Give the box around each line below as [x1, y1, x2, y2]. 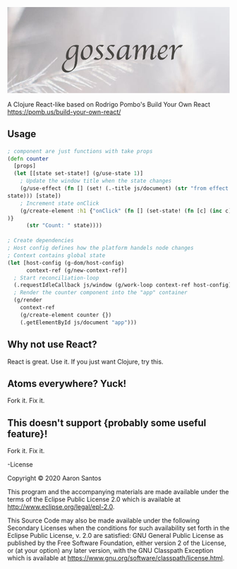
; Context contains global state [7, 251, 106, 259]
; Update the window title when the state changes [20, 177, 172, 185]
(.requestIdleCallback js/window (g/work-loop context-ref [13, 282, 191, 289]
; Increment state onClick [20, 200, 99, 207]
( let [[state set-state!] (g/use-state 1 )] [13, 170, 143, 177]
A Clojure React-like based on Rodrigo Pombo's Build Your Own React [7, 100, 210, 109]
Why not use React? [7, 339, 97, 351]
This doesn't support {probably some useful [7, 417, 207, 429]
